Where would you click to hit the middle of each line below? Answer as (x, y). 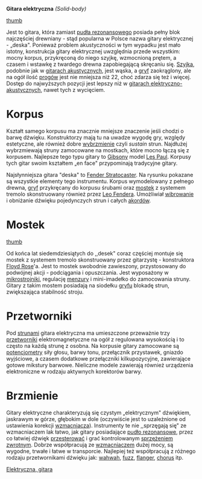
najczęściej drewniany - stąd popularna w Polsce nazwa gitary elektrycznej (100, 38)
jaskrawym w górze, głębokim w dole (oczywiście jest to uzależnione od (96, 419)
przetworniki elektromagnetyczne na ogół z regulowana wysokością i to (96, 339)
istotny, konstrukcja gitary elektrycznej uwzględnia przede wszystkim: (93, 51)
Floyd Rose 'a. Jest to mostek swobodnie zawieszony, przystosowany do (96, 266)
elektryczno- (166, 83)
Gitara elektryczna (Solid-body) (46, 9)
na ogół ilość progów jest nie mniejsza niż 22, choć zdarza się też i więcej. (99, 77)
